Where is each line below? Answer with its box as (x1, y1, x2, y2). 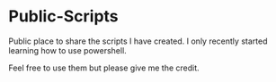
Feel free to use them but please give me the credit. (8, 62, 200, 73)
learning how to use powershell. (8, 45, 127, 55)
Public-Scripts (8, 6, 119, 27)
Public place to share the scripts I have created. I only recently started (8, 36, 268, 46)
